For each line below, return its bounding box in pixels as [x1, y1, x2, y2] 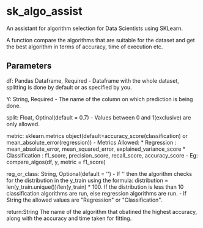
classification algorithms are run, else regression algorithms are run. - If [6, 189, 187, 197]
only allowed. [6, 120, 40, 127]
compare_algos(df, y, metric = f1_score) [6, 158, 106, 165]
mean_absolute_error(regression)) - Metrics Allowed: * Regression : [6, 139, 177, 146]
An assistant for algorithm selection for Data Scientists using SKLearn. [6, 25, 183, 32]
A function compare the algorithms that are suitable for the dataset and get [6, 36, 195, 44]
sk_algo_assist [6, 4, 83, 18]
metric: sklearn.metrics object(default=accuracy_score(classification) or [6, 132, 188, 139]
